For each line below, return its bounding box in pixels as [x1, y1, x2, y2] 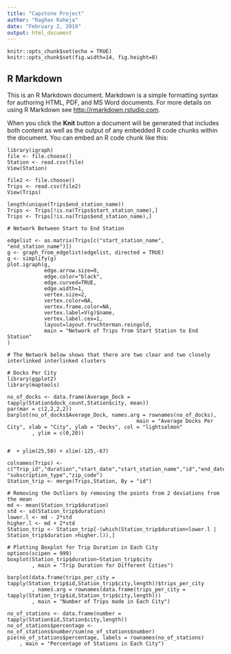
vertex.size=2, [43, 292, 88, 298]
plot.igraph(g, [7, 261, 51, 268]
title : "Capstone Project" [7, 10, 85, 17]
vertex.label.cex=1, [43, 316, 103, 323]
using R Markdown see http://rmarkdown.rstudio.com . [7, 106, 160, 114]
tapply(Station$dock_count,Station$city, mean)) [7, 400, 149, 406]
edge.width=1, [43, 285, 85, 292]
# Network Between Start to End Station [7, 225, 125, 232]
